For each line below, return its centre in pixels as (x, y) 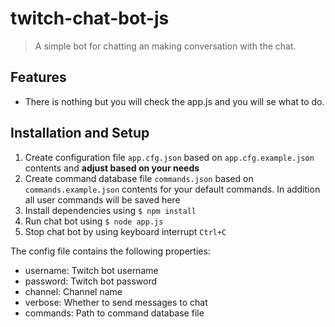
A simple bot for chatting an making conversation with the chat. (165, 46)
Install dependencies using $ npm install (110, 210)
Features (38, 77)
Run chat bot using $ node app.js (94, 221)
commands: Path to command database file (114, 313)
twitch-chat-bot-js (90, 18)
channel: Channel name (73, 291)
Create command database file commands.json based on (139, 178)
